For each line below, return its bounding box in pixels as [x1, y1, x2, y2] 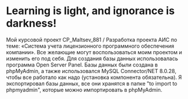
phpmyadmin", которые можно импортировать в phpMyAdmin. [6, 86, 163, 93]
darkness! [6, 16, 57, 30]
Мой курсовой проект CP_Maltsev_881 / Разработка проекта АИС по [6, 36, 177, 43]
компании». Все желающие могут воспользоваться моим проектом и [6, 48, 182, 55]
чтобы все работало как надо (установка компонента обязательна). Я [6, 74, 182, 81]
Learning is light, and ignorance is [6, 4, 175, 18]
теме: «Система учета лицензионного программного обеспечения [6, 42, 174, 49]
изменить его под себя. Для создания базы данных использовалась [6, 55, 178, 62]
